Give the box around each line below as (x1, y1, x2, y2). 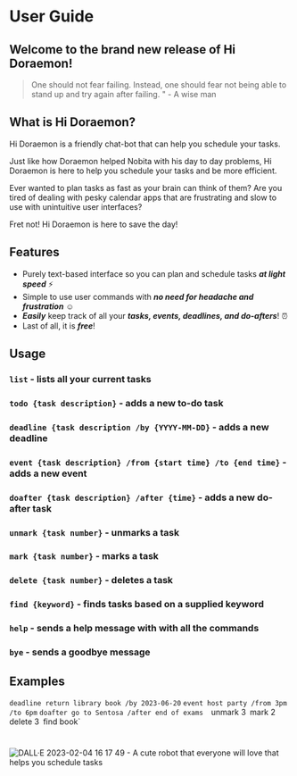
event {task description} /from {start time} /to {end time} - (9, 455, 287, 468)
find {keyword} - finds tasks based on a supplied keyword (9, 598, 265, 611)
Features (9, 245, 60, 260)
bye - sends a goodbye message (9, 646, 151, 658)
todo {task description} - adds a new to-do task (9, 396, 224, 409)
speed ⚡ (21, 279, 54, 289)
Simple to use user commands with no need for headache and (21, 291, 254, 302)
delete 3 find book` (9, 716, 81, 727)
